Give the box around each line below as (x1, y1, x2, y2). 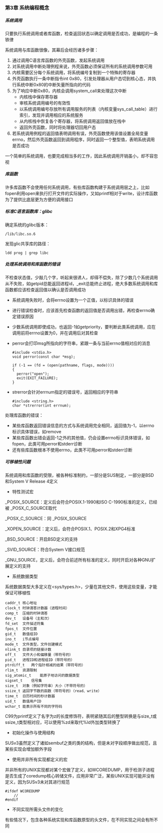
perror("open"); (16, 371, 49, 376)
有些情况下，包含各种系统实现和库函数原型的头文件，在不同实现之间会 (5, 816, 146, 822)
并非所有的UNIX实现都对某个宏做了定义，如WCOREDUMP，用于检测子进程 (5, 767, 155, 773)
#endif (5, 797, 18, 802)
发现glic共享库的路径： (5, 240, 51, 247)
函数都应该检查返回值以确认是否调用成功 (5, 287, 86, 292)
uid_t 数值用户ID (5, 698, 42, 704)
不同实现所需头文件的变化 (12, 806, 64, 812)
